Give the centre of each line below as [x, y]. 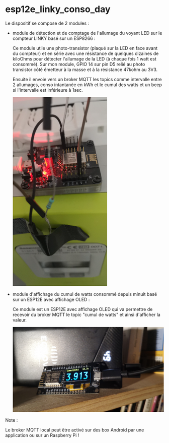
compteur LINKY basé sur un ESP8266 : [54, 38]
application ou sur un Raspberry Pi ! [42, 435]
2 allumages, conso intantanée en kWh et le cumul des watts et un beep [87, 85]
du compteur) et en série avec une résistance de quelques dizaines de [86, 53]
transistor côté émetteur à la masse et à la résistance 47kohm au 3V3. [85, 70]
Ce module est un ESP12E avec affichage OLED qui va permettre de [82, 309]
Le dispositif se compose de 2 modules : [47, 23]
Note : [12, 420]
